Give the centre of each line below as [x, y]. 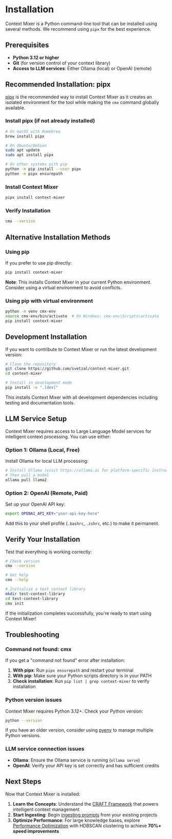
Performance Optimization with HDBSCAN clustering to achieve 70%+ [87, 826]
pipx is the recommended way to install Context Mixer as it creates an [79, 97]
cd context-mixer [24, 374]
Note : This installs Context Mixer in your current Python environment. [79, 282]
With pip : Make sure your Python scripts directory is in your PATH [82, 676]
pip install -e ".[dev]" [32, 388]
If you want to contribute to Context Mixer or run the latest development [81, 349]
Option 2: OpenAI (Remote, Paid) [47, 493]
